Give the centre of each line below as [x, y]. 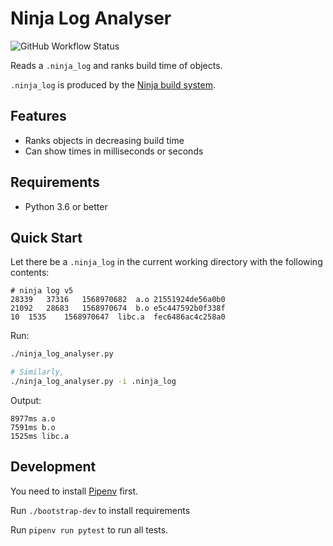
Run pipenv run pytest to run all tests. [89, 529]
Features [38, 116]
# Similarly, [37, 372]
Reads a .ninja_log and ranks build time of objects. [116, 65]
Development [53, 467]
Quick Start [46, 237]
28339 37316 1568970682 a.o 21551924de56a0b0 [118, 300]
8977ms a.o [33, 419]
